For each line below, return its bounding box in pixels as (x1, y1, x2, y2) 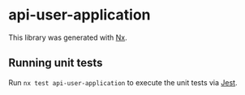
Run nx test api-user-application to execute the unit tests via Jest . (8, 77, 238, 87)
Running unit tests (8, 56, 103, 70)
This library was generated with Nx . (8, 32, 127, 42)
